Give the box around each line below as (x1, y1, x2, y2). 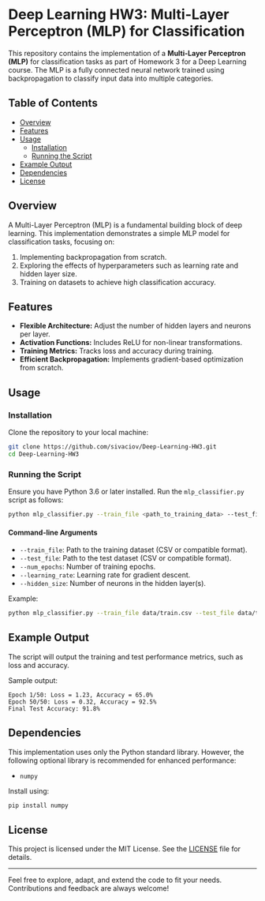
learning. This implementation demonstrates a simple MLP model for (8, 228, 230, 238)
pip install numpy (8, 802, 69, 809)
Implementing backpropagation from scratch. (19, 252, 167, 261)
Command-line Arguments (8, 527, 98, 537)
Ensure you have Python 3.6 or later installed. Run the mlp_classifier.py (8, 487, 244, 497)
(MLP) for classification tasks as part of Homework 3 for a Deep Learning (8, 57, 247, 66)
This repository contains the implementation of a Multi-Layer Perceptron (8, 48, 246, 58)
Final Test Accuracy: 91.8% (8, 704, 101, 712)
